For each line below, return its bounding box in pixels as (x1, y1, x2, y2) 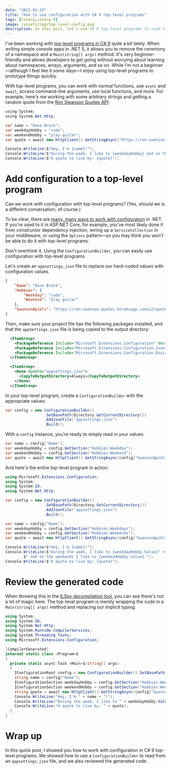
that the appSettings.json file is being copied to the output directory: (5, 326, 150, 332)
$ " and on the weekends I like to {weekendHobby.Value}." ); (23, 554, 154, 559)
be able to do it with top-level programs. (5, 238, 90, 244)
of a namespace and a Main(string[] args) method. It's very (5, 52, 133, 58)
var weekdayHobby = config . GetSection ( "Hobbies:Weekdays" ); (5, 526, 136, 531)
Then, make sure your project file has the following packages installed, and (5, 320, 163, 327)
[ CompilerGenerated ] (5, 647, 49, 652)
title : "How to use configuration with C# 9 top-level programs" (5, 12, 147, 17)
